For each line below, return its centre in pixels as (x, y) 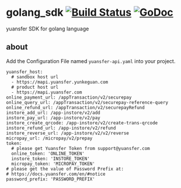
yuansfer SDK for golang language (48, 29)
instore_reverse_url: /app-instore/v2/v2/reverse (68, 133)
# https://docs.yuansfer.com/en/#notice (56, 174)
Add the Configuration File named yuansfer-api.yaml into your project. (91, 61)
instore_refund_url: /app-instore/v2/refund (61, 128)
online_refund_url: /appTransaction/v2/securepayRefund (75, 107)
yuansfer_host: (25, 72)
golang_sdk (35, 13)
